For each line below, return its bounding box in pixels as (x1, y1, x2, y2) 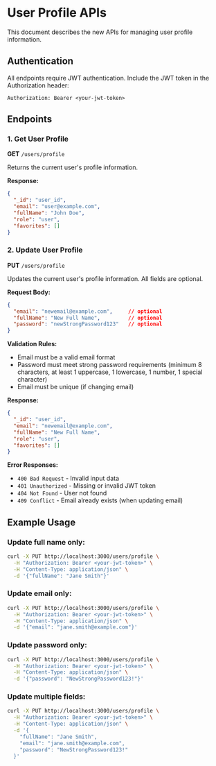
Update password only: (7, 640, 88, 650)
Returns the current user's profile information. (7, 163, 138, 171)
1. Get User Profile (7, 134, 69, 144)
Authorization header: (7, 81, 69, 90)
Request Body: (7, 288, 51, 296)
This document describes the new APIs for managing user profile (7, 28, 193, 36)
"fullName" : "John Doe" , (13, 210, 85, 216)
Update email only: (7, 588, 72, 598)
